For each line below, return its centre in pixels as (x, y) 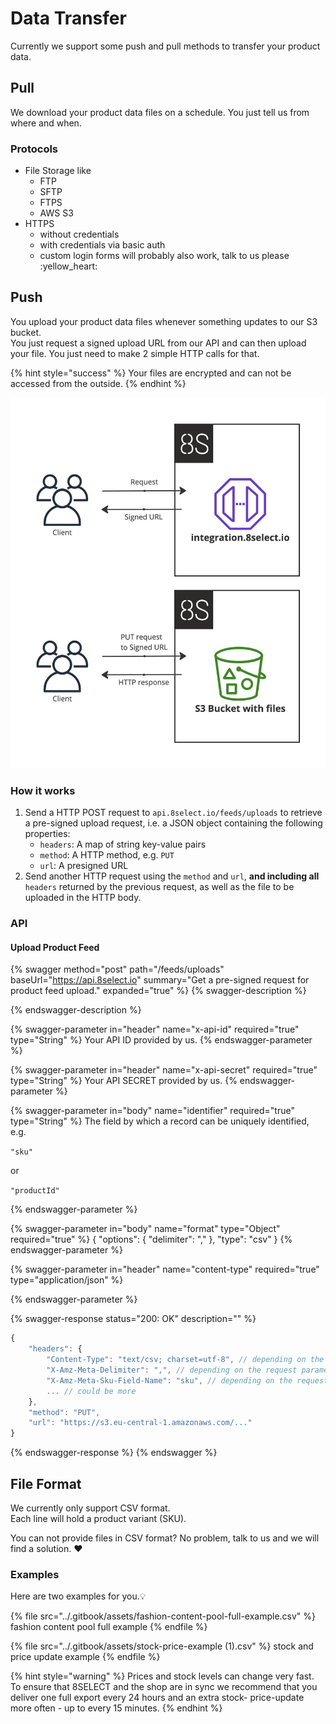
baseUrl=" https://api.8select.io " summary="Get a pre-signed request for (160, 980)
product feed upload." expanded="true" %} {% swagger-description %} (158, 991)
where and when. (46, 123)
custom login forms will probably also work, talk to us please (164, 256)
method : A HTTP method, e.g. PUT (107, 855)
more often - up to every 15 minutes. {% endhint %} (116, 1708)
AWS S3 (56, 213)
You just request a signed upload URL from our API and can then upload (158, 343)
